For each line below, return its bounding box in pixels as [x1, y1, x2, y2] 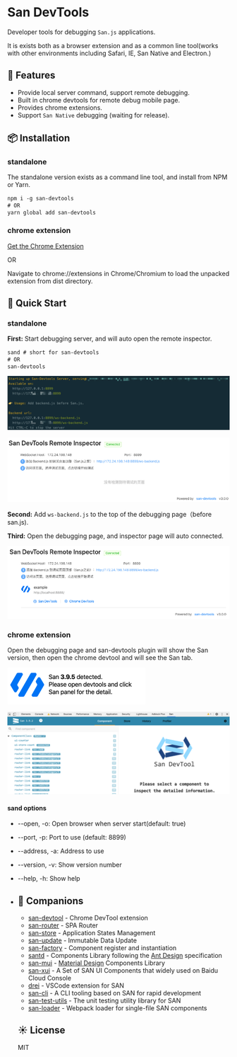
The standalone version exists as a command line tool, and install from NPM [7, 173, 228, 181]
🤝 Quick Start [7, 297, 67, 309]
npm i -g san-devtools [7, 195, 74, 202]
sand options [7, 804, 47, 812]
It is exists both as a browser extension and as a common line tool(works [7, 41, 219, 50]
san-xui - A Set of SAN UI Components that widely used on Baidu [28, 966, 219, 975]
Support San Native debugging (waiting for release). [17, 110, 170, 119]
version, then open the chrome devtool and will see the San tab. [7, 653, 193, 662]
